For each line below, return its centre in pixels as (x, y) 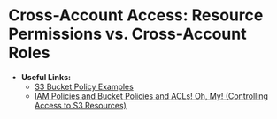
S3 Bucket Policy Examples (84, 86)
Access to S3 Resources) (81, 105)
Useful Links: (46, 77)
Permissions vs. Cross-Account (127, 34)
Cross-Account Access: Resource (136, 15)
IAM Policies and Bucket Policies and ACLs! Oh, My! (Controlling (151, 96)
